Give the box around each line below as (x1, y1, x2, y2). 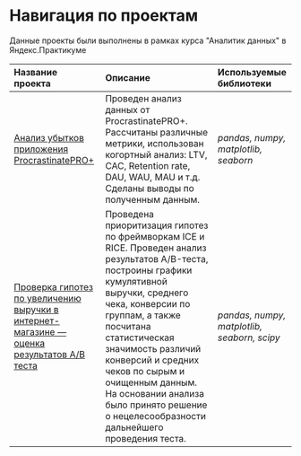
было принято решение (105, 399, 208, 411)
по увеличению (13, 292, 82, 304)
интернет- (13, 314, 60, 327)
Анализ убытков (13, 131, 85, 144)
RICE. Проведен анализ (105, 241, 207, 254)
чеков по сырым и (105, 364, 185, 377)
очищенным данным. (105, 376, 197, 389)
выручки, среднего (105, 286, 189, 299)
